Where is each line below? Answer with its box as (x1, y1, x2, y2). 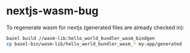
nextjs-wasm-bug (6, 4, 99, 18)
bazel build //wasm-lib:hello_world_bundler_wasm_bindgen (6, 35, 155, 41)
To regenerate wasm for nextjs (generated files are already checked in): (6, 24, 185, 31)
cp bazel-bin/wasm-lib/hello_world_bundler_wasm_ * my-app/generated (6, 40, 182, 47)
